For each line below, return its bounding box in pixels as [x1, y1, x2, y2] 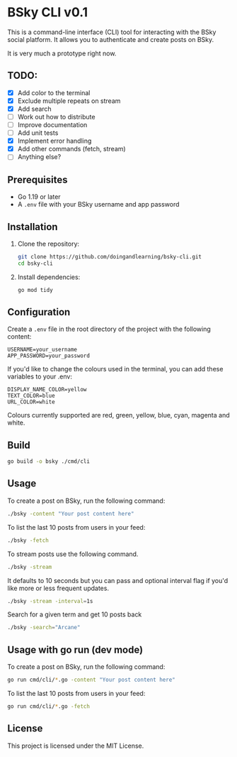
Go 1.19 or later [17, 192, 62, 201]
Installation [7, 221, 58, 233]
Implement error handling [17, 136, 92, 146]
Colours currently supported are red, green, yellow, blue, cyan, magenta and [7, 411, 230, 420]
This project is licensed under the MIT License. [7, 741, 144, 750]
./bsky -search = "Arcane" [7, 624, 81, 631]
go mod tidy [17, 286, 53, 293]
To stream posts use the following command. [7, 550, 139, 558]
